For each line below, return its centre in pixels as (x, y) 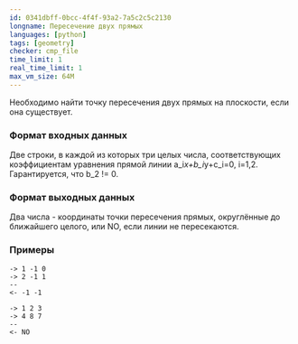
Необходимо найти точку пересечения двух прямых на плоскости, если (149, 102)
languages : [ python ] (48, 34)
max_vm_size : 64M (42, 77)
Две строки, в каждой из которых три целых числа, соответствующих (145, 155)
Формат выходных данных (72, 197)
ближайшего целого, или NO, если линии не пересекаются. (124, 227)
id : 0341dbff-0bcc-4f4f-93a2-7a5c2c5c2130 (90, 18)
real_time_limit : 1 (46, 69)
